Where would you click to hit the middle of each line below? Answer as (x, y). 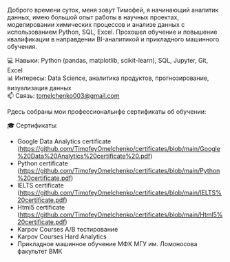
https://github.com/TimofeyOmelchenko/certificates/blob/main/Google (120, 149)
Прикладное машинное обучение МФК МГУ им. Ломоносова (107, 244)
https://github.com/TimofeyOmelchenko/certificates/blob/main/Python (120, 171)
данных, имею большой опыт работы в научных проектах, (93, 17)
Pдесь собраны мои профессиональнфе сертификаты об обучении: (107, 112)
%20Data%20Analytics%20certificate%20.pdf (84, 156)
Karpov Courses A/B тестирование (67, 229)
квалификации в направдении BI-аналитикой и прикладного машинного (113, 39)
